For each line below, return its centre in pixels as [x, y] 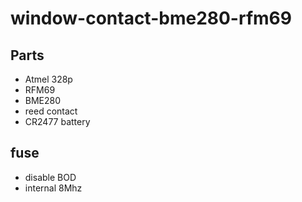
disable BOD [50, 177]
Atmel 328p [48, 79]
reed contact [51, 111]
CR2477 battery [57, 121]
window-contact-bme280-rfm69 [151, 18]
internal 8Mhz [53, 188]
